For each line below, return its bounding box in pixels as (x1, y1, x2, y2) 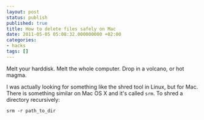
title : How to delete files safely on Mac (6, 25, 116, 32)
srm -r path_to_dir (6, 107, 56, 114)
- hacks (6, 43, 26, 49)
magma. (6, 71, 27, 79)
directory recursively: (6, 96, 60, 103)
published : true (6, 20, 48, 26)
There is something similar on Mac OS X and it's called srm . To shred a (6, 89, 183, 97)
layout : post (6, 8, 40, 15)
